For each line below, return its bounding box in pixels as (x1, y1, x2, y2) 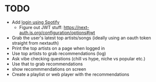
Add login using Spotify (11, 19, 60, 25)
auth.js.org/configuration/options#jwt (19, 29, 95, 35)
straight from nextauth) (11, 40, 59, 46)
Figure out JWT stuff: (19, 24, 63, 30)
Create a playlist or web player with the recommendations (11, 71, 129, 77)
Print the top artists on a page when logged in (11, 45, 105, 51)
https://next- (63, 24, 89, 30)
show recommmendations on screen (11, 66, 86, 72)
